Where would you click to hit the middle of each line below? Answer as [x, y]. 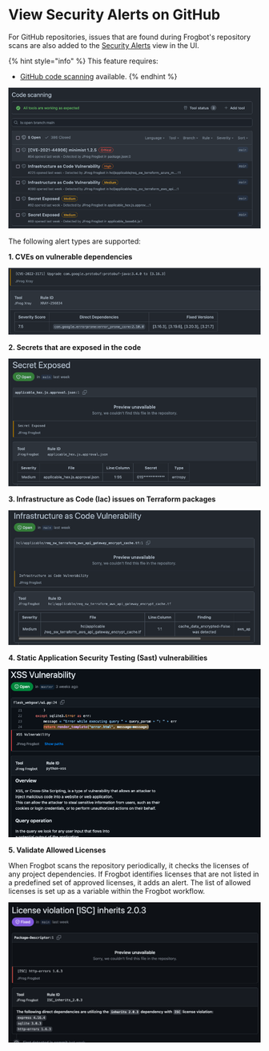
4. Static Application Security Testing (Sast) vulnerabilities [108, 658]
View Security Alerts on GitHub [114, 15]
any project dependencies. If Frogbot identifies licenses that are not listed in [134, 874]
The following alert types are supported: [75, 241]
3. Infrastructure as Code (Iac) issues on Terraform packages [112, 499]
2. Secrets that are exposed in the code [75, 348]
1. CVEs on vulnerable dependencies [70, 256]
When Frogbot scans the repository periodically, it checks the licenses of [129, 866]
